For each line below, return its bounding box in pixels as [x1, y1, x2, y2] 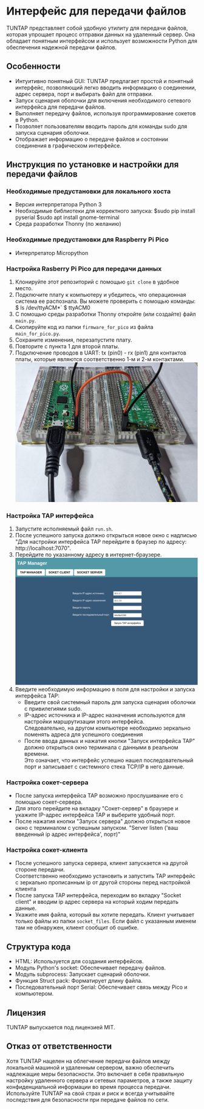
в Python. [15, 116, 39, 123]
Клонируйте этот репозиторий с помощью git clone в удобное [15, 278, 179, 286]
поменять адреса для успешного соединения [24, 730, 143, 738]
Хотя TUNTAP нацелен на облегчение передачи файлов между [6, 1057, 171, 1065]
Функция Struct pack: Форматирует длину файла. [15, 977, 143, 985]
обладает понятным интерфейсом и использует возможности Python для [6, 37, 197, 44]
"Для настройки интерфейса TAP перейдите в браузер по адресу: [15, 538, 187, 545]
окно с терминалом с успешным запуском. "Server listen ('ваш [15, 824, 178, 832]
